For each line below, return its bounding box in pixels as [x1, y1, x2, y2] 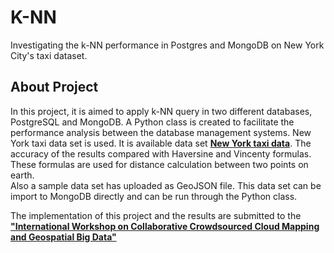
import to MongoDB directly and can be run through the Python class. [10, 190, 298, 202]
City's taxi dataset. [10, 49, 88, 61]
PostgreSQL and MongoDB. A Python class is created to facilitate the [10, 116, 295, 128]
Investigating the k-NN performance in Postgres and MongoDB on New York [10, 39, 325, 51]
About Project [10, 79, 99, 96]
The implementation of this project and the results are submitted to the [10, 209, 302, 221]
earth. [10, 169, 35, 181]
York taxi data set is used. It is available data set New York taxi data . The [10, 137, 312, 149]
